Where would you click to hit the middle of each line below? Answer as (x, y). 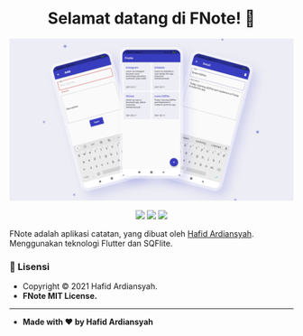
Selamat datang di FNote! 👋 (151, 19)
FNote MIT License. (60, 296)
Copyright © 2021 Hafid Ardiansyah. (90, 286)
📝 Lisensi (29, 266)
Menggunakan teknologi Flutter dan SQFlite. (91, 243)
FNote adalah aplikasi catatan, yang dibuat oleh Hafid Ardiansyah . (132, 233)
